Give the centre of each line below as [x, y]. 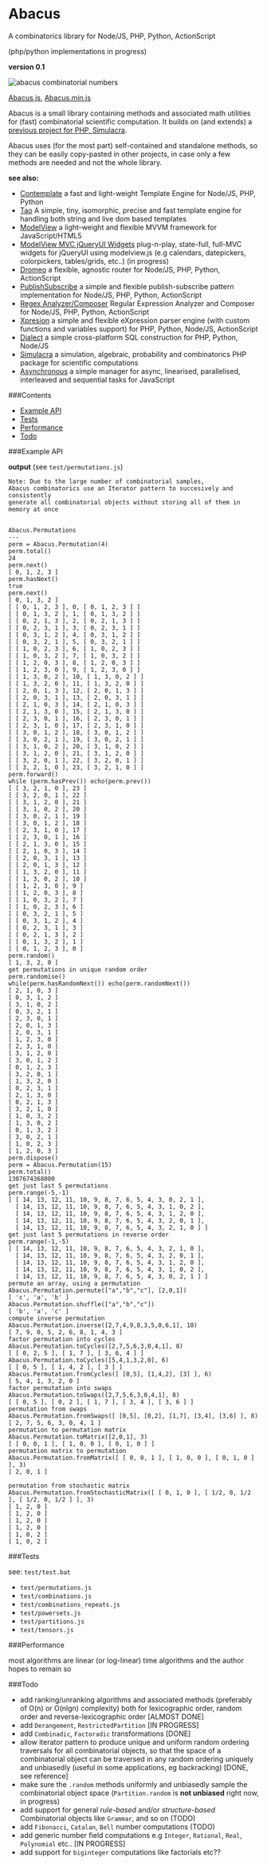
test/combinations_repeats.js [70, 1604]
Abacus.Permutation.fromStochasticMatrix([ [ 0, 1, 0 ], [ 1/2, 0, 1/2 [130, 1492]
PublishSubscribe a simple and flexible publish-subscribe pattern [127, 286]
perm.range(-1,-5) [39, 1241]
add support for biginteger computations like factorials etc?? [120, 1852]
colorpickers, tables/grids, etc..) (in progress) [94, 261]
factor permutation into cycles [62, 1339]
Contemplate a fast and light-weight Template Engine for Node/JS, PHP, [138, 193]
